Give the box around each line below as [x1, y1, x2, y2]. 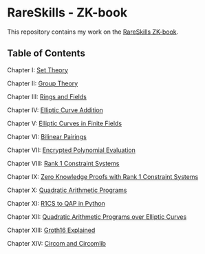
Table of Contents [7, 47, 86, 59]
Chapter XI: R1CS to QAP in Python [7, 199, 105, 207]
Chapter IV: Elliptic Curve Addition [7, 105, 103, 114]
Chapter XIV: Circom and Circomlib [7, 239, 107, 247]
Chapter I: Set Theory [7, 65, 69, 74]
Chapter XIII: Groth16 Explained [7, 226, 96, 234]
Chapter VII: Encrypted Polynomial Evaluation [7, 146, 136, 154]
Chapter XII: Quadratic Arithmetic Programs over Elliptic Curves [7, 212, 187, 221]
